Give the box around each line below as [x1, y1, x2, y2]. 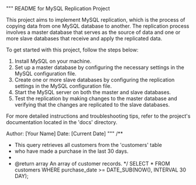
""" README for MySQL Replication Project [6, 5, 110, 12]
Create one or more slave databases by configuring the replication [14, 76, 175, 83]
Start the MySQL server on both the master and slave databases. [14, 89, 171, 95]
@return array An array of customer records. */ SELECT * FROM [14, 160, 170, 167]
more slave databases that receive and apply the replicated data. [6, 35, 163, 42]
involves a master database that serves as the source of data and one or [6, 29, 181, 36]
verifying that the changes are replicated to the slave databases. [14, 101, 170, 108]
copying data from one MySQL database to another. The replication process [6, 23, 190, 29]
